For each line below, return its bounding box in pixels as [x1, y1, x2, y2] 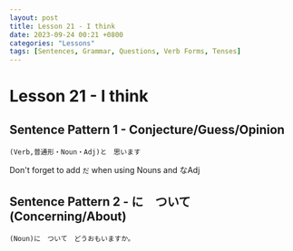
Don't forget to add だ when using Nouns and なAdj [9, 165, 200, 176]
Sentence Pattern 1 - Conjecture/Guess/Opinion [9, 121, 286, 137]
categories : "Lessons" [9, 38, 95, 48]
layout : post [9, 13, 59, 23]
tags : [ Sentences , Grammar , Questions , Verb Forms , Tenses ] [9, 47, 242, 56]
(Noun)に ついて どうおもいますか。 [9, 234, 135, 243]
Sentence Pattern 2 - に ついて [9, 194, 191, 209]
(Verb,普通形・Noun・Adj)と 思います [9, 148, 142, 157]
